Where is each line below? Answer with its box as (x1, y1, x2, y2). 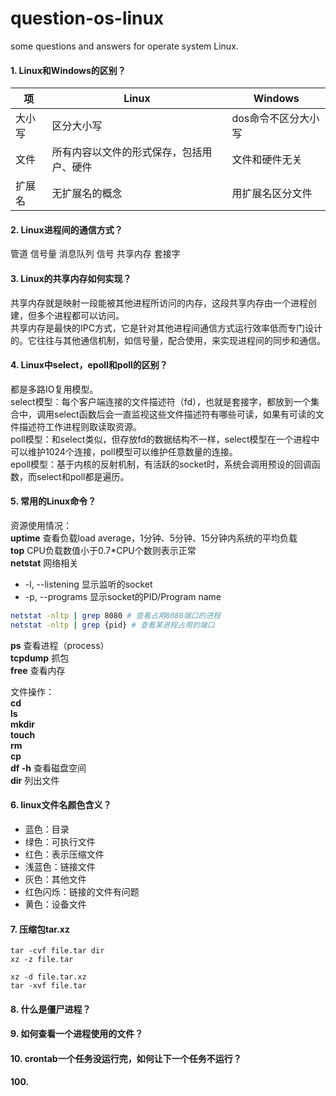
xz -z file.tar (10, 955, 74, 965)
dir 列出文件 (10, 774, 60, 786)
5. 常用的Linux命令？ (10, 495, 97, 507)
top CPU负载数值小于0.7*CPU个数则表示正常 (10, 544, 197, 556)
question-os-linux (10, 7, 165, 30)
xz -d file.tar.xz (10, 972, 87, 982)
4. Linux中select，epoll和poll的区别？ (10, 359, 168, 371)
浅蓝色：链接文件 (24, 860, 96, 872)
